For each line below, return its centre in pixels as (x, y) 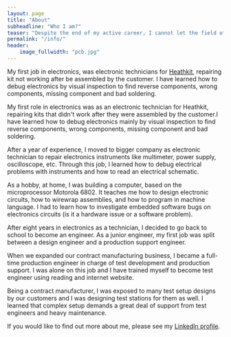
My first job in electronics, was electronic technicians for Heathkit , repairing (114, 71)
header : (18, 45)
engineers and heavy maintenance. (57, 313)
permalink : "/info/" (37, 39)
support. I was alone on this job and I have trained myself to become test (110, 270)
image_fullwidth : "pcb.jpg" (59, 52)
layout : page (26, 13)
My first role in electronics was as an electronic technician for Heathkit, (108, 107)
